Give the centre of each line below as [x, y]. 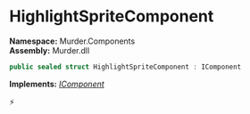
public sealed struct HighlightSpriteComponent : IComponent [125, 67]
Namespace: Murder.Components [72, 41]
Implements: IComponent [57, 84]
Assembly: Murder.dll [50, 50]
